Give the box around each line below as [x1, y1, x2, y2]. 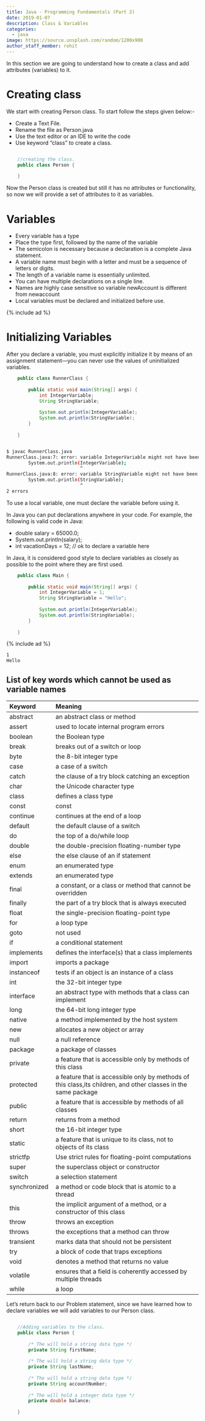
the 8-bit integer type [56, 752, 118, 761]
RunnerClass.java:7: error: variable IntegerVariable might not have [6, 454, 187, 460]
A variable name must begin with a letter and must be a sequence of [15, 258, 187, 266]
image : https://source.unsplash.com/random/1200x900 [6, 37, 143, 43]
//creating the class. [17, 156, 75, 162]
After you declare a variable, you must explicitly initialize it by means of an [6, 350, 193, 358]
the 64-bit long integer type [56, 1005, 136, 1014]
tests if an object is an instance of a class [56, 968, 174, 977]
